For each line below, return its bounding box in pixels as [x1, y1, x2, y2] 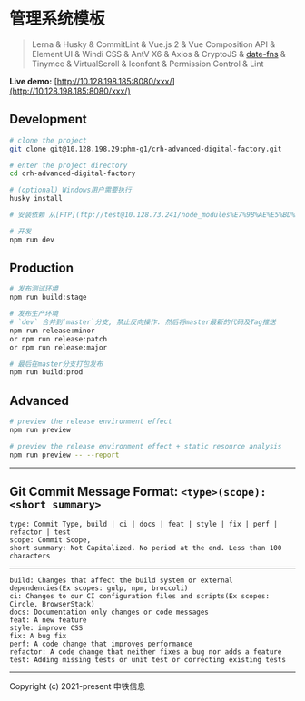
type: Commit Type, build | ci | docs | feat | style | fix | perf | [9, 519, 279, 529]
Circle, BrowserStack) [9, 600, 95, 609]
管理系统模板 [9, 8, 106, 29]
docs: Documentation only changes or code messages [9, 607, 209, 617]
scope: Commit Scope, [9, 536, 92, 545]
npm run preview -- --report [9, 450, 120, 459]
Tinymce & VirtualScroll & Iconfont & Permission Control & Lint [31, 58, 264, 69]
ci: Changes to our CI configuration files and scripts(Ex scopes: [9, 592, 271, 601]
